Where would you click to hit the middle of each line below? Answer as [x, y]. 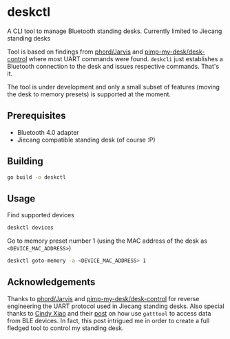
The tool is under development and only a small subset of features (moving [114, 87]
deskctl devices [30, 228]
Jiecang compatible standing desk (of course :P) [86, 140]
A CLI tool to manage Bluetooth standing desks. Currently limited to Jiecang [115, 31]
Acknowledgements [51, 282]
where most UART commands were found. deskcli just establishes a [126, 58]
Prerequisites [36, 116]
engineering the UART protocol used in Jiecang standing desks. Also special [116, 306]
